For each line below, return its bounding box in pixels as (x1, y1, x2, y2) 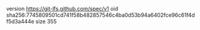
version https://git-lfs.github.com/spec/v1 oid (6, 5, 119, 12)
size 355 (35, 18, 57, 25)
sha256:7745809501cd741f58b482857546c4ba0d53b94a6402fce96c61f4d (6, 11, 195, 19)
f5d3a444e (6, 18, 34, 25)
